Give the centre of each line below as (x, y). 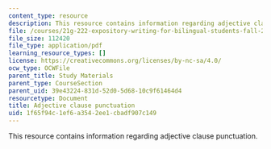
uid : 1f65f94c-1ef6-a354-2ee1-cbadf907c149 (83, 114)
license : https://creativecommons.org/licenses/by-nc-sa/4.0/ (115, 61)
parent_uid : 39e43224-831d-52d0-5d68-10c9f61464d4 (95, 91)
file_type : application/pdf (56, 46)
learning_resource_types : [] (57, 53)
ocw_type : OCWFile (39, 68)
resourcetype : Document (48, 98)
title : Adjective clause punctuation (72, 106)
